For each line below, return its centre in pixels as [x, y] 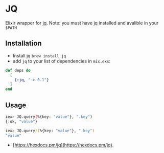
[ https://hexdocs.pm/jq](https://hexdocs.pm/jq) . [63, 145]
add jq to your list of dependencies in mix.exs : [62, 61]
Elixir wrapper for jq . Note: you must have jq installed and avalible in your [82, 23]
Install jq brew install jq [39, 55]
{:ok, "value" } [21, 121]
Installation [24, 43]
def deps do [18, 70]
